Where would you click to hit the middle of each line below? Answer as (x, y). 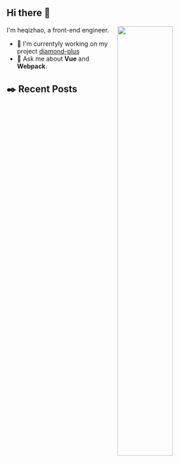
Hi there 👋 (28, 13)
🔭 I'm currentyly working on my (62, 44)
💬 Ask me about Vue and (53, 58)
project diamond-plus (48, 51)
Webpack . (32, 66)
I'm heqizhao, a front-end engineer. (58, 30)
